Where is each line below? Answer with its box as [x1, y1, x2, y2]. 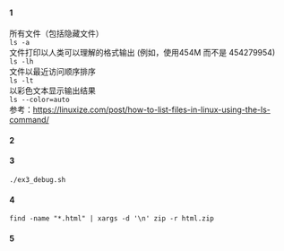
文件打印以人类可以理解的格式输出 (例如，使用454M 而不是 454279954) [9, 48, 276, 58]
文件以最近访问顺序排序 [9, 66, 96, 77]
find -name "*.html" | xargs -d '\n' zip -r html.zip [9, 214, 215, 223]
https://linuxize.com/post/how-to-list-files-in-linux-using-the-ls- [32, 104, 271, 116]
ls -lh [9, 57, 34, 66]
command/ [9, 115, 49, 125]
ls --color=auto [9, 95, 70, 105]
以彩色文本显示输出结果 [9, 85, 96, 96]
